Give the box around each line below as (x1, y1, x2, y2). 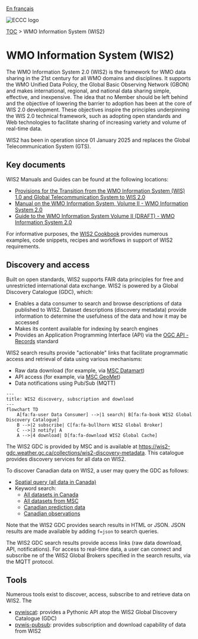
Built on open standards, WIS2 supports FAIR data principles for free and (6, 276, 184, 283)
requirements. (6, 242, 40, 250)
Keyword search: (14, 484, 56, 491)
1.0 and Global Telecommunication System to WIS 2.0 (14, 193, 146, 200)
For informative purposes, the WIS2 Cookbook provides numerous (6, 230, 168, 237)
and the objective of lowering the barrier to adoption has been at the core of (6, 100, 192, 107)
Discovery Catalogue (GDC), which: (6, 288, 93, 295)
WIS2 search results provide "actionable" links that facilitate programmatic (6, 349, 189, 356)
